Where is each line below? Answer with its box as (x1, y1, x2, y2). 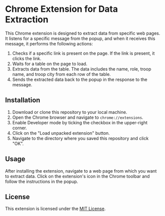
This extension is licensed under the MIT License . (5, 206, 106, 212)
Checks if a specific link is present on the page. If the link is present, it (12, 50, 155, 56)
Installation (5, 96, 40, 105)
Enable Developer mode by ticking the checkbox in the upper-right (12, 119, 148, 125)
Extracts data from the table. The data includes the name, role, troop (12, 66, 151, 72)
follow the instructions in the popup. (5, 179, 78, 184)
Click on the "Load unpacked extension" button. (12, 130, 110, 136)
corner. (12, 125, 27, 131)
